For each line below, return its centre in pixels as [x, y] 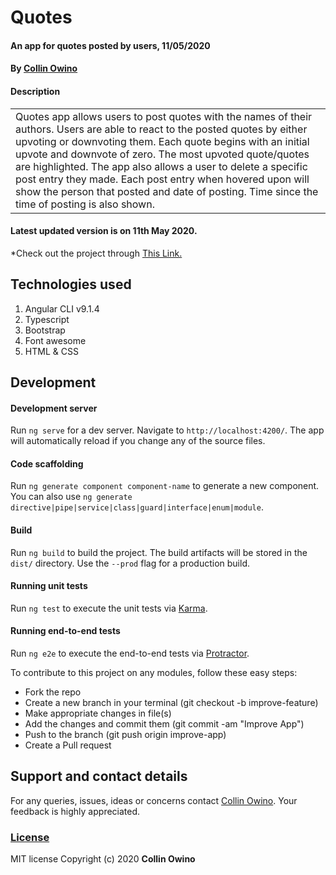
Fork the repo [53, 692]
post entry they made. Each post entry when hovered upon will [162, 179]
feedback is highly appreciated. [75, 811]
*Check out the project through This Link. [96, 253]
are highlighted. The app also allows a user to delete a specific [161, 166]
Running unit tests [49, 586]
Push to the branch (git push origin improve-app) [125, 734]
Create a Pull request [68, 745]
